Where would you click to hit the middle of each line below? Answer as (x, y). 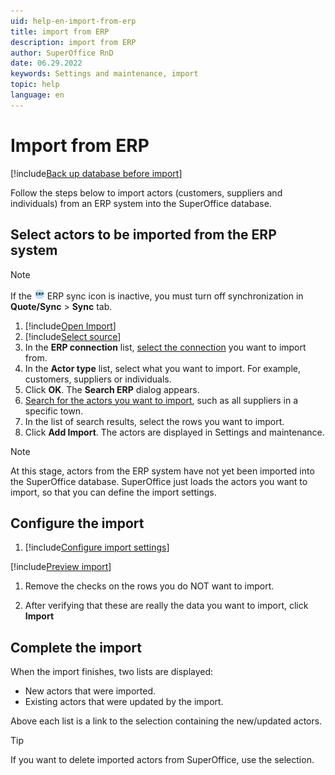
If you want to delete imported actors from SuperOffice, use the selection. (162, 760)
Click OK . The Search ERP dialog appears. (112, 389)
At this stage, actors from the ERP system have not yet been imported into (162, 471)
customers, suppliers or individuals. (98, 379)
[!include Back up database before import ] (96, 173)
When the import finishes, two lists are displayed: (112, 672)
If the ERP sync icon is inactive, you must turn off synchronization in (157, 296)
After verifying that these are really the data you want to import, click (166, 606)
